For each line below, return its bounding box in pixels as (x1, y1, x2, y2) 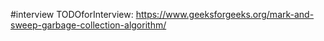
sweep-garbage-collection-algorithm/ (10, 19, 167, 31)
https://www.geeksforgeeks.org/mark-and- (135, 9, 315, 20)
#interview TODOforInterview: (10, 9, 134, 20)
